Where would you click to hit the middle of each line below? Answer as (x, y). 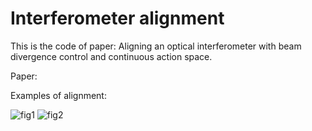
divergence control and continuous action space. (111, 56)
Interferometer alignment (117, 18)
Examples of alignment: (58, 95)
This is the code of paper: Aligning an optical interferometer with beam (156, 46)
